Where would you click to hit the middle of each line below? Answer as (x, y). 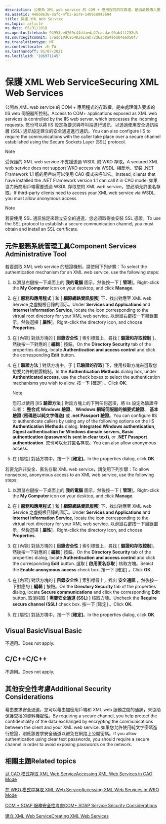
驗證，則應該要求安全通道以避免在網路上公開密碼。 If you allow (73, 733)
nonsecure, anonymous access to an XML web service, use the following (80, 475)
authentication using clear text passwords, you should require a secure (77, 739)
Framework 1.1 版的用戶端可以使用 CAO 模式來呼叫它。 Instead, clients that (80, 174)
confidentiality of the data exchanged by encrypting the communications (79, 721)
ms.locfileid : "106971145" (33, 56)
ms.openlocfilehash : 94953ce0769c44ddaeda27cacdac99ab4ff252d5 (72, 33)
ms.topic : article (24, 24)
